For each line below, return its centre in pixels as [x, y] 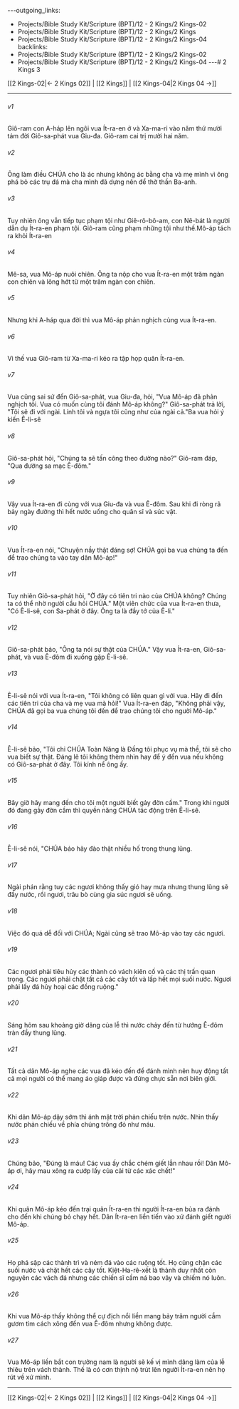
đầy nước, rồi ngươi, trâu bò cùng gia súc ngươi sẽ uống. [90, 895]
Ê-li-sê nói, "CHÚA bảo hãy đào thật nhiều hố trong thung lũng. [100, 849]
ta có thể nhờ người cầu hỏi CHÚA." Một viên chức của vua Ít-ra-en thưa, [114, 604]
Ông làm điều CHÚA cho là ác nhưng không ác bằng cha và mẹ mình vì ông [118, 175]
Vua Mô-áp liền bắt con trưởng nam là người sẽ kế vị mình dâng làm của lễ [116, 1362]
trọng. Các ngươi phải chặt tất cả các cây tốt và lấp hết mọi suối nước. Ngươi [119, 979]
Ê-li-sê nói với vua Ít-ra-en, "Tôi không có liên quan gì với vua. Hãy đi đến [115, 695]
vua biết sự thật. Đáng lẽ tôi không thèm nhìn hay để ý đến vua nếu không [116, 757]
